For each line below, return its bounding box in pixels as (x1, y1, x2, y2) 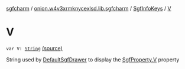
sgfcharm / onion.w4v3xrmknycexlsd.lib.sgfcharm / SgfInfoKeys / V (6, 5, 171, 12)
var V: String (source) (6, 44, 63, 51)
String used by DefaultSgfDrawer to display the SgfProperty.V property (6, 56, 180, 63)
